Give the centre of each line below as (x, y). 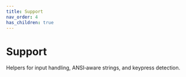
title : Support (25, 11)
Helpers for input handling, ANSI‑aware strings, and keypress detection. (93, 68)
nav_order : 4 (22, 17)
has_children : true (30, 22)
